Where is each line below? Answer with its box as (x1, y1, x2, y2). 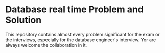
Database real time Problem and (5, 4, 144, 15)
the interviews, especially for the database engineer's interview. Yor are (5, 37, 156, 43)
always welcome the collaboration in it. (5, 42, 87, 48)
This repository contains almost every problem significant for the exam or (5, 31, 160, 37)
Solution (5, 14, 42, 26)
